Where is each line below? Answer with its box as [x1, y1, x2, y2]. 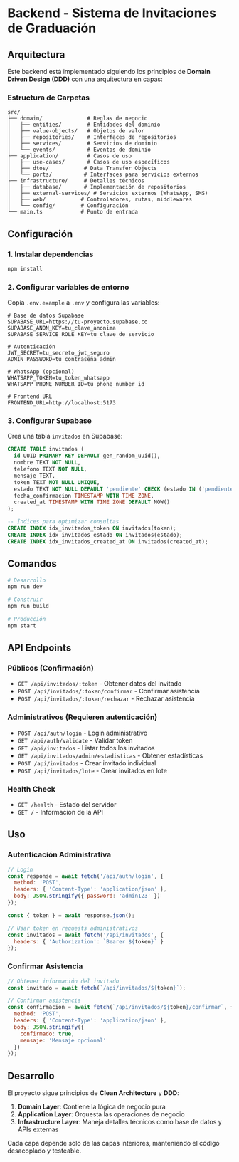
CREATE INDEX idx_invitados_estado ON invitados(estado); [7, 531, 183, 538]
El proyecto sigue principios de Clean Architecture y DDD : [7, 1089, 179, 1097]
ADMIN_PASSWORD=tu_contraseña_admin [7, 356, 116, 363]
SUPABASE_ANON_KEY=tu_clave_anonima [7, 325, 116, 332]
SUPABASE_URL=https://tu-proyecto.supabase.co [7, 318, 148, 325]
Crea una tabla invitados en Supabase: [7, 432, 123, 441]
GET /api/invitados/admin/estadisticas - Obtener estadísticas [17, 751, 203, 760]
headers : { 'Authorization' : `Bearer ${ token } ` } [14, 938, 164, 945]
